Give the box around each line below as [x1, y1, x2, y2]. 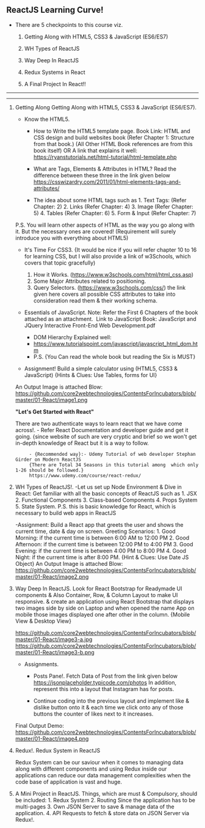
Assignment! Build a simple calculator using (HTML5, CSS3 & [24, 365, 178, 372]
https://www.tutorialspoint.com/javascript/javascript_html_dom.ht [33, 340, 198, 347]
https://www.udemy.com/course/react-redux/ [29, 472, 142, 478]
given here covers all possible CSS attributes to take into [33, 290, 176, 298]
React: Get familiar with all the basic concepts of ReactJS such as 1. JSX [15, 489, 197, 497]
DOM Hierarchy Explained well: [33, 333, 112, 341]
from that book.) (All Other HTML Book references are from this [33, 140, 193, 147]
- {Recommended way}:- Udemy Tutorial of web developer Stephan [29, 451, 196, 457]
